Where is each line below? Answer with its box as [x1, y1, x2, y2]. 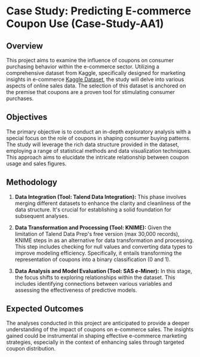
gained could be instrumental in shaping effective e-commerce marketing [6, 332, 187, 340]
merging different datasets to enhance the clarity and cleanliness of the [14, 199, 191, 207]
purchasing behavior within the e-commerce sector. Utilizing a [6, 63, 159, 70]
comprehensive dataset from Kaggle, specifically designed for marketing [6, 69, 186, 76]
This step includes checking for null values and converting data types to [14, 243, 193, 250]
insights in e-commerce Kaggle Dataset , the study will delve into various [6, 76, 184, 83]
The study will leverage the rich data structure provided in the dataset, [6, 141, 179, 148]
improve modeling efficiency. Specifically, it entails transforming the [14, 249, 182, 256]
